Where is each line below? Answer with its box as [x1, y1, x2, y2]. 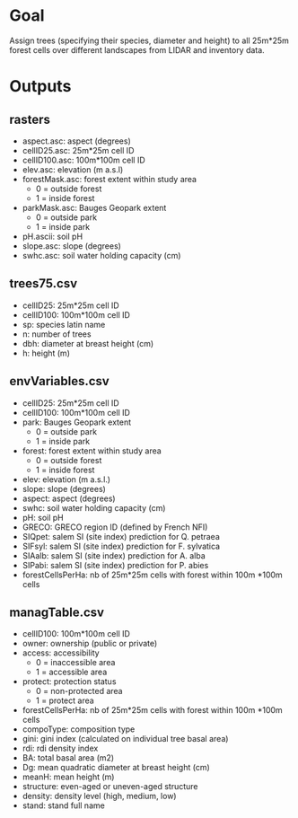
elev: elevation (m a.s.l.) [22, 473, 110, 485]
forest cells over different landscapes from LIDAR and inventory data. [9, 44, 265, 55]
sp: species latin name [22, 319, 106, 330]
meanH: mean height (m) [22, 771, 115, 782]
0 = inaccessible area [35, 657, 116, 668]
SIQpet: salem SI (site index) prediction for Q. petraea [22, 531, 220, 541]
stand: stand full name [22, 800, 105, 811]
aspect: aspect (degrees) [22, 493, 116, 504]
